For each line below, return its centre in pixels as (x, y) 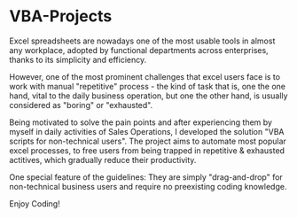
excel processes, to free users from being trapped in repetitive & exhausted (147, 150)
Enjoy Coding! (35, 203)
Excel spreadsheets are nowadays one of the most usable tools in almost (142, 41)
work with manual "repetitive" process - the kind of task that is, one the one (148, 86)
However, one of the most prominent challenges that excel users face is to (145, 76)
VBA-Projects (61, 16)
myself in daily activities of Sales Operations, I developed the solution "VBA (147, 131)
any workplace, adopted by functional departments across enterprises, (139, 50)
